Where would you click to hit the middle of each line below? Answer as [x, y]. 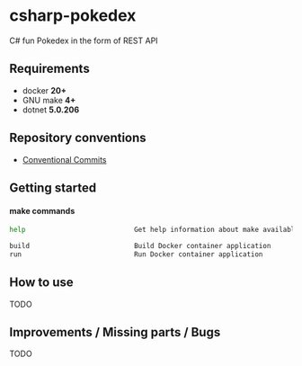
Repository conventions [78, 138]
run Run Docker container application [136, 254]
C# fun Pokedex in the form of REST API [84, 40]
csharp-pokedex [73, 16]
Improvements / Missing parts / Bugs [115, 332]
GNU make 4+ [49, 100]
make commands [42, 210]
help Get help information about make [134, 230]
